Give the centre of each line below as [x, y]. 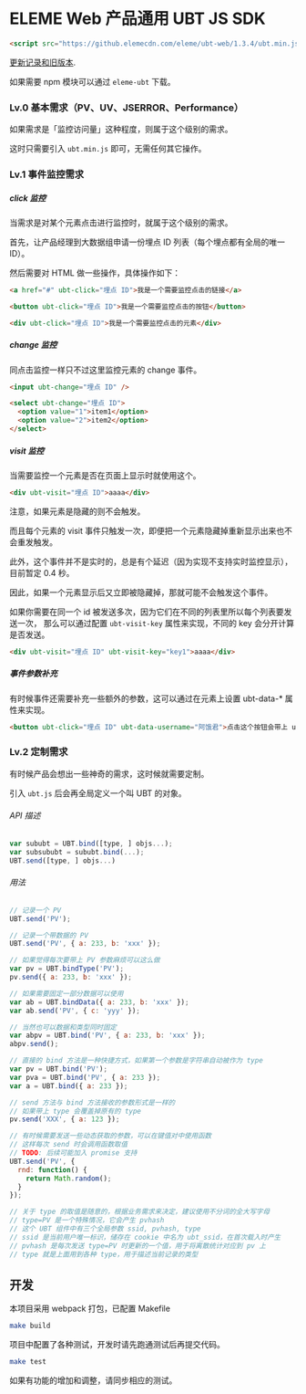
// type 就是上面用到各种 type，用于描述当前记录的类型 [104, 1254]
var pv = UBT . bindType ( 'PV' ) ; [67, 969]
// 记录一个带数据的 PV [49, 935]
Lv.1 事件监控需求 [47, 174]
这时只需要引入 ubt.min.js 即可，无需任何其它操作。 [108, 149]
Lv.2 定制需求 [39, 752]
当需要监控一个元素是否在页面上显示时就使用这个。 [105, 475]
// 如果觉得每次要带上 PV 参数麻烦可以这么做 [85, 960]
